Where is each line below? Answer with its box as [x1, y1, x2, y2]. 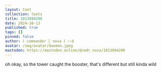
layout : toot [5, 7, 32, 12]
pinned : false [5, 35, 34, 39]
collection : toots [5, 12, 42, 17]
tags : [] [5, 30, 23, 35]
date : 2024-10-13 [5, 20, 40, 26]
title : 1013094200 [5, 16, 42, 21]
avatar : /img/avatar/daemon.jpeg [5, 43, 73, 48]
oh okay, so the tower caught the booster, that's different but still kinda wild [5, 61, 157, 67]
